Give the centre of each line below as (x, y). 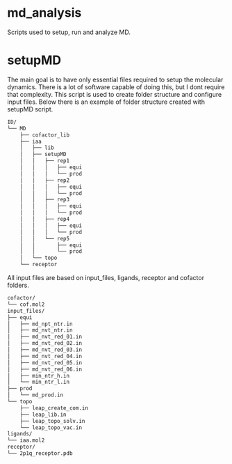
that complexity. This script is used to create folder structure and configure (115, 94)
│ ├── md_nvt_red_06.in (44, 369)
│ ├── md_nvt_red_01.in (44, 337)
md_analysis (44, 13)
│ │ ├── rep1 (45, 161)
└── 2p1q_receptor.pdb (40, 454)
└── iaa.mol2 (26, 440)
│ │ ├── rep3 (45, 200)
